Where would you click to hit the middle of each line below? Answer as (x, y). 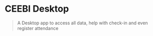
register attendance (38, 28)
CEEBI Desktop (37, 9)
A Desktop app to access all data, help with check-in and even (83, 23)
